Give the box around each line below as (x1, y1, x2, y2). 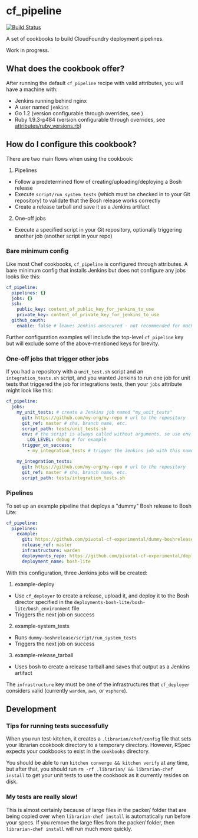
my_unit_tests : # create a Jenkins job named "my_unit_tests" (16, 409, 173, 415)
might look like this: (6, 387, 53, 394)
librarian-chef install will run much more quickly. (6, 825, 133, 832)
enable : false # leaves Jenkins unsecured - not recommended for (16, 323, 181, 329)
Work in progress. (6, 46, 49, 54)
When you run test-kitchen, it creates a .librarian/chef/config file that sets (6, 735, 192, 742)
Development (6, 704, 57, 714)
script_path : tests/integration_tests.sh (21, 475, 126, 481)
